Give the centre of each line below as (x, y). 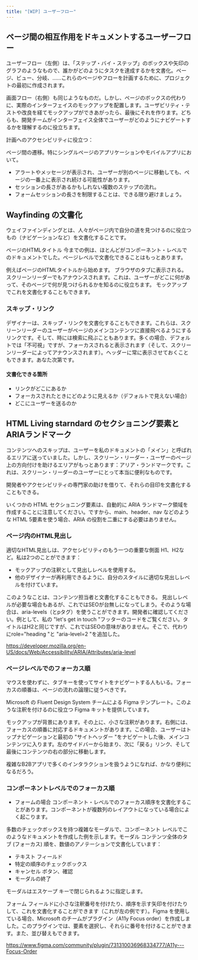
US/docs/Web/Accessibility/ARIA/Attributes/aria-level (71, 652)
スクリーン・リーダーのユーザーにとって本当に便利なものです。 (98, 472)
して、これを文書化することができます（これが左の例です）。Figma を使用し (98, 911)
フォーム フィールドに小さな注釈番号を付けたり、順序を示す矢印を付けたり (97, 904)
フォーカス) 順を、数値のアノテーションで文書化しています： (88, 844)
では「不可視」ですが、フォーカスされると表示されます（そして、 (91, 345)
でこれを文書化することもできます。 (50, 292)
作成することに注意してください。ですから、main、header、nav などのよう (98, 512)
